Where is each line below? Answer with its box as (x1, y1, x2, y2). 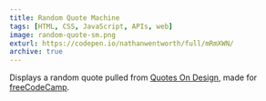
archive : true (9, 47, 64, 56)
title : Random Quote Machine (9, 13, 120, 23)
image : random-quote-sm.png (9, 30, 117, 39)
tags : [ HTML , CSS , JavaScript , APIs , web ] (9, 22, 173, 31)
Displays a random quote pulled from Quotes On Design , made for (9, 72, 258, 83)
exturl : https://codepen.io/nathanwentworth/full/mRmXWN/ (9, 38, 234, 48)
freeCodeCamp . (9, 82, 70, 93)
